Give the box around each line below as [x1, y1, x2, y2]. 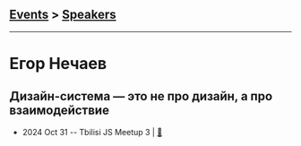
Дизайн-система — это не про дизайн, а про [9, 89, 273, 104]
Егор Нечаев [9, 54, 107, 73]
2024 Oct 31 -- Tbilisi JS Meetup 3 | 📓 [21, 126, 163, 137]
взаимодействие [9, 103, 110, 118]
